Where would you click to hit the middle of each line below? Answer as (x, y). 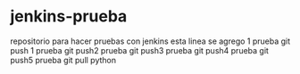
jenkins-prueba (69, 16)
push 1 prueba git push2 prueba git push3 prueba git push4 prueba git (139, 50)
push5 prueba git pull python (63, 60)
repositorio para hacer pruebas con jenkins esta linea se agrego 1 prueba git (150, 41)
